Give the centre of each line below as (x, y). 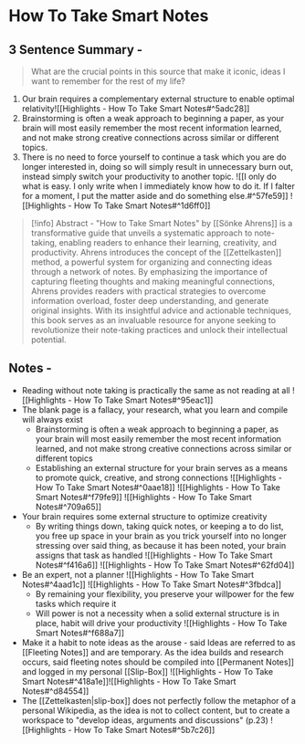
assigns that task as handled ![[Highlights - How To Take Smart (154, 555)
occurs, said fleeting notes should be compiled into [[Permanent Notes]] (158, 662)
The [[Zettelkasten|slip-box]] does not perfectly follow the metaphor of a (158, 700)
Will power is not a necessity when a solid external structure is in (158, 613)
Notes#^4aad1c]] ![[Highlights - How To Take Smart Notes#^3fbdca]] (152, 584)
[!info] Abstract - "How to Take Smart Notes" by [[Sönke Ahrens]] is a (162, 223)
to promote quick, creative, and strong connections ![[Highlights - (159, 477)
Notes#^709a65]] (68, 507)
